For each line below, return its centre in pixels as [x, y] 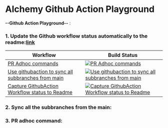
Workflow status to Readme [40, 92]
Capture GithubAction [33, 86]
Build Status [123, 55]
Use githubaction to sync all [40, 72]
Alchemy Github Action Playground [80, 9]
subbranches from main [36, 78]
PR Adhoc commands [33, 63]
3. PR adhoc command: [34, 121]
